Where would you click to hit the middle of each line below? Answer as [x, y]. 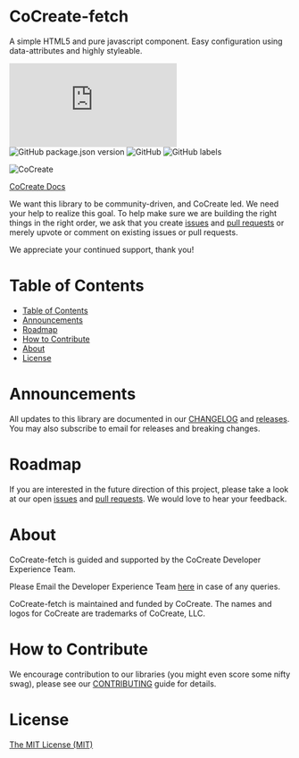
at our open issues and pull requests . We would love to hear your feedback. [148, 499]
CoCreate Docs [37, 186]
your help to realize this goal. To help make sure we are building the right [143, 213]
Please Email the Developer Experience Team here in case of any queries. [145, 586]
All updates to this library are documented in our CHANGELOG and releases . [149, 418]
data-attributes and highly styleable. [76, 50]
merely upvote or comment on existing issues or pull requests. [124, 232]
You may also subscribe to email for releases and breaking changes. [135, 428]
